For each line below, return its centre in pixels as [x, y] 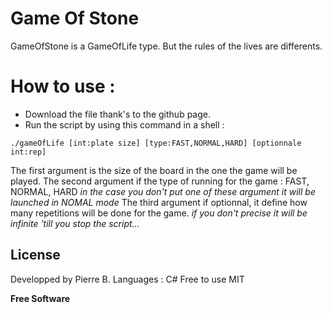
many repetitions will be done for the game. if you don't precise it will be [159, 213]
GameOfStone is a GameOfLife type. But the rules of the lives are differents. [166, 46]
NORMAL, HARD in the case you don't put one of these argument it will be [163, 191]
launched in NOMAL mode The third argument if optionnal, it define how [159, 202]
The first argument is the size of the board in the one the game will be [154, 170]
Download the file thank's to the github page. [117, 114]
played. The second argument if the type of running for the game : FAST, [160, 181]
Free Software [40, 298]
